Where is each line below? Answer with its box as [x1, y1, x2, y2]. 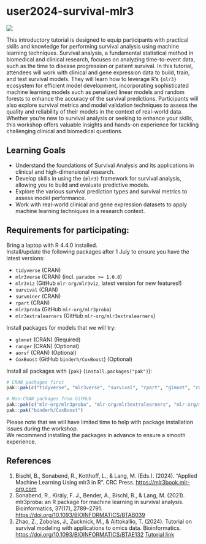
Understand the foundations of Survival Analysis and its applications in [15, 161, 194, 169]
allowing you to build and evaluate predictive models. [15, 181, 150, 188]
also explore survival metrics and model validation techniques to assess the [6, 101, 197, 109]
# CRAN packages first [6, 379, 64, 385]
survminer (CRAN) [15, 292, 61, 300]
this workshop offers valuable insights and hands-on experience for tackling [6, 121, 199, 128]
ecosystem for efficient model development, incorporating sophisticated [6, 82, 189, 89]
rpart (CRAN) [15, 299, 50, 306]
